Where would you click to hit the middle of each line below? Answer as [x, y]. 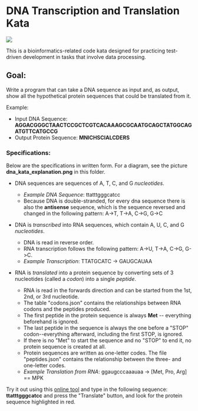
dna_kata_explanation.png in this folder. [56, 172]
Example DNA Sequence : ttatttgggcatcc [72, 195]
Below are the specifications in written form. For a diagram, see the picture [97, 165]
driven [14, 57]
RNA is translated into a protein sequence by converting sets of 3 [94, 273]
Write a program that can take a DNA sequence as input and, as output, [93, 90]
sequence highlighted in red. [41, 402]
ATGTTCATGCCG [36, 131]
